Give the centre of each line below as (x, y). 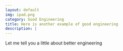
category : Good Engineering (35, 19)
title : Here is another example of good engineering (62, 24)
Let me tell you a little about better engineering (54, 43)
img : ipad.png (20, 15)
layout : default (22, 10)
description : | (21, 29)
